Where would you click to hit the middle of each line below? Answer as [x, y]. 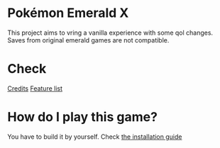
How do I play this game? [83, 117]
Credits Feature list [35, 88]
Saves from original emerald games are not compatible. [88, 40]
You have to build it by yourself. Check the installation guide [95, 137]
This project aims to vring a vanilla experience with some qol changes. [110, 33]
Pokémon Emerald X [68, 13]
